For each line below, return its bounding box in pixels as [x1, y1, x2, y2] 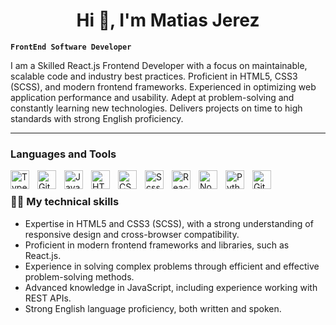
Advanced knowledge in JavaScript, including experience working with [24, 281, 318, 293]
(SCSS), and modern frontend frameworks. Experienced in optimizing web [10, 80, 317, 93]
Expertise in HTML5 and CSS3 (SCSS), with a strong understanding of [24, 217, 314, 229]
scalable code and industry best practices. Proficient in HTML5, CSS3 [10, 70, 298, 82]
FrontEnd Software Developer [10, 42, 132, 52]
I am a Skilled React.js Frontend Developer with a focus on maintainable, [10, 59, 308, 71]
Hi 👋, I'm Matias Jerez [76, 9, 260, 32]
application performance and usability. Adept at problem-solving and [10, 91, 295, 103]
